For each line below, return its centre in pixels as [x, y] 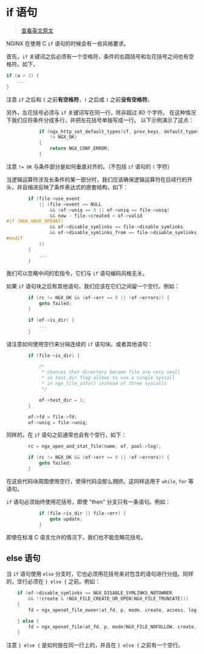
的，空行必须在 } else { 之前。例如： [53, 581]
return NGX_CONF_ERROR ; [80, 149]
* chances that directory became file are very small [111, 372]
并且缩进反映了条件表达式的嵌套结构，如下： [73, 187]
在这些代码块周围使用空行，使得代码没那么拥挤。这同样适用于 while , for [97, 481]
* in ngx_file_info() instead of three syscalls [104, 384]
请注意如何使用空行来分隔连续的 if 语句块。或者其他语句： [80, 344]
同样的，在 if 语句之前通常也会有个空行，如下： [66, 435]
